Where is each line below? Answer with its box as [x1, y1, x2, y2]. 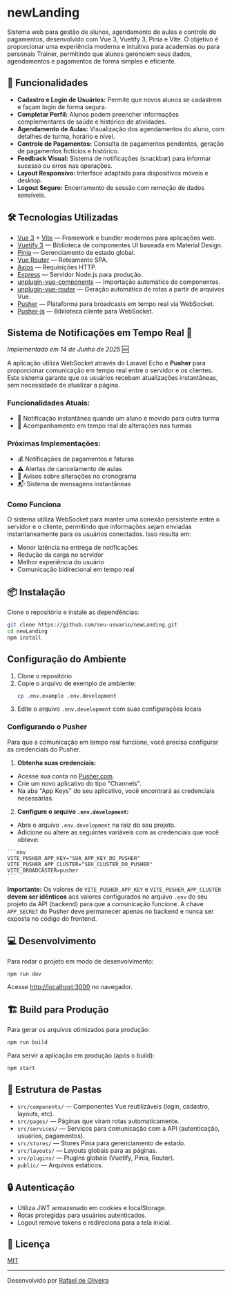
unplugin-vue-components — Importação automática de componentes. [17, 278, 221, 286]
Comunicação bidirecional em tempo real [17, 565, 135, 574]
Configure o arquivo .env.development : [17, 807, 129, 816]
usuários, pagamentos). [17, 1131, 85, 1140]
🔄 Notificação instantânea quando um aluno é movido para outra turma [17, 414, 220, 422]
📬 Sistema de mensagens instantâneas [17, 479, 131, 488]
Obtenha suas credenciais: [17, 758, 97, 767]
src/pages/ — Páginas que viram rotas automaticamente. [17, 1117, 180, 1125]
